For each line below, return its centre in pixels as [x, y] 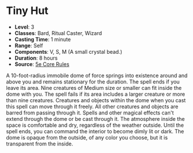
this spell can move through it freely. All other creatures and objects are [92, 106]
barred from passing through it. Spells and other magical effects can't [90, 113]
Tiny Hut [27, 11]
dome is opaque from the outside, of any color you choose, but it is [87, 137]
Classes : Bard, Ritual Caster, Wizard [58, 33]
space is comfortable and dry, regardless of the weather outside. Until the [95, 125]
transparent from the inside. [39, 144]
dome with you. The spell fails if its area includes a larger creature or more [96, 94]
